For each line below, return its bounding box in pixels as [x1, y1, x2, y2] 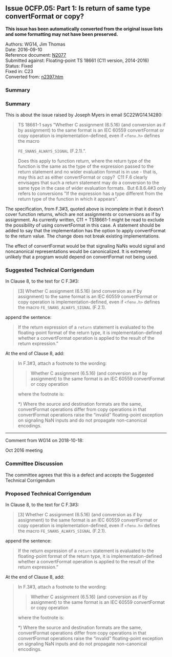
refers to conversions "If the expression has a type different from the [17, 190, 163, 196]
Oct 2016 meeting [5, 447, 43, 453]
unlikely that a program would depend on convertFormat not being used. [5, 254, 158, 260]
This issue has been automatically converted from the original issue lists [5, 26, 163, 32]
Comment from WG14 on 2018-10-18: [5, 437, 83, 444]
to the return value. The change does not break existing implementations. [5, 233, 160, 239]
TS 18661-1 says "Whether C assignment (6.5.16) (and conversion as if [17, 122, 166, 128]
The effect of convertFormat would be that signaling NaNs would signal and [5, 243, 165, 249]
